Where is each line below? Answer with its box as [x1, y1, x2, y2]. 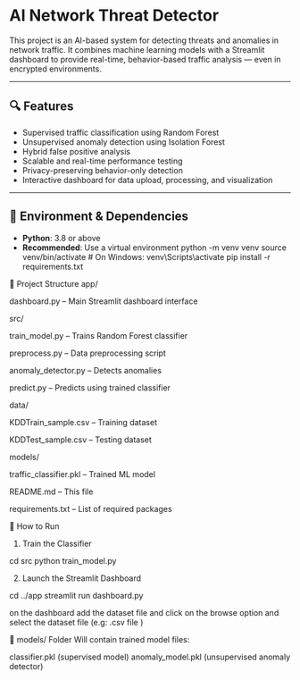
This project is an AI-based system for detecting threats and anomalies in [9, 35, 279, 46]
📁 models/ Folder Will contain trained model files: [9, 634, 190, 644]
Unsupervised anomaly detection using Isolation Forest [21, 136, 226, 147]
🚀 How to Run [9, 520, 60, 532]
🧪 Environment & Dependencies [9, 209, 189, 224]
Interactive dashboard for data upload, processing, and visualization [21, 174, 273, 185]
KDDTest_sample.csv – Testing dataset [9, 434, 152, 445]
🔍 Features [9, 99, 74, 114]
